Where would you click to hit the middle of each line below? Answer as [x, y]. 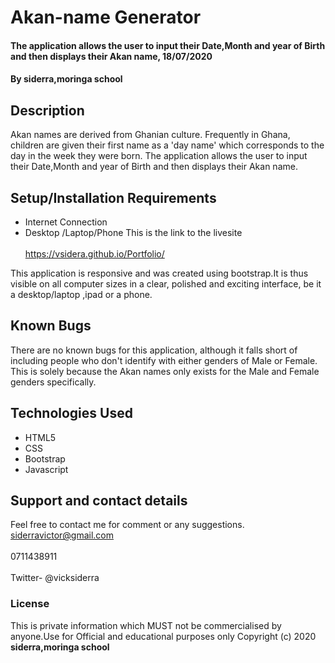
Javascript [46, 469]
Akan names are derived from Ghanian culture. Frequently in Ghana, [150, 135]
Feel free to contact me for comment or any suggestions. [127, 525]
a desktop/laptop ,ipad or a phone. [81, 294]
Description [47, 110]
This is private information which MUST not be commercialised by [146, 625]
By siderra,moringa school [66, 79]
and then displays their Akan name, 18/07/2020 [111, 56]
